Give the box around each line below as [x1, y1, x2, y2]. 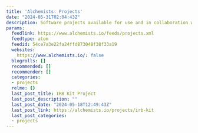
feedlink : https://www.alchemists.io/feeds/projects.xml [11, 31, 154, 36]
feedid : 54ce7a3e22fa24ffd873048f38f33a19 [11, 42, 117, 48]
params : [6, 25, 25, 31]
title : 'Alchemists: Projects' [6, 8, 83, 15]
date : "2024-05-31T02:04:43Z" [6, 14, 81, 20]
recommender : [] [11, 69, 51, 75]
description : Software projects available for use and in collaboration [6, 19, 189, 25]
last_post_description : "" [11, 96, 78, 102]
